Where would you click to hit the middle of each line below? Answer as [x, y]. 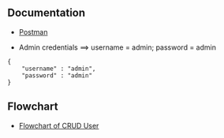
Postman [33, 32]
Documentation [47, 13]
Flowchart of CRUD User [59, 125]
